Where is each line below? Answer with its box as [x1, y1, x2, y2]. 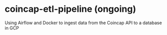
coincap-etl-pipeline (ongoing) [5, 3, 136, 15]
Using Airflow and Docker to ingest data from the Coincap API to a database [5, 20, 162, 26]
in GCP [5, 25, 20, 31]
